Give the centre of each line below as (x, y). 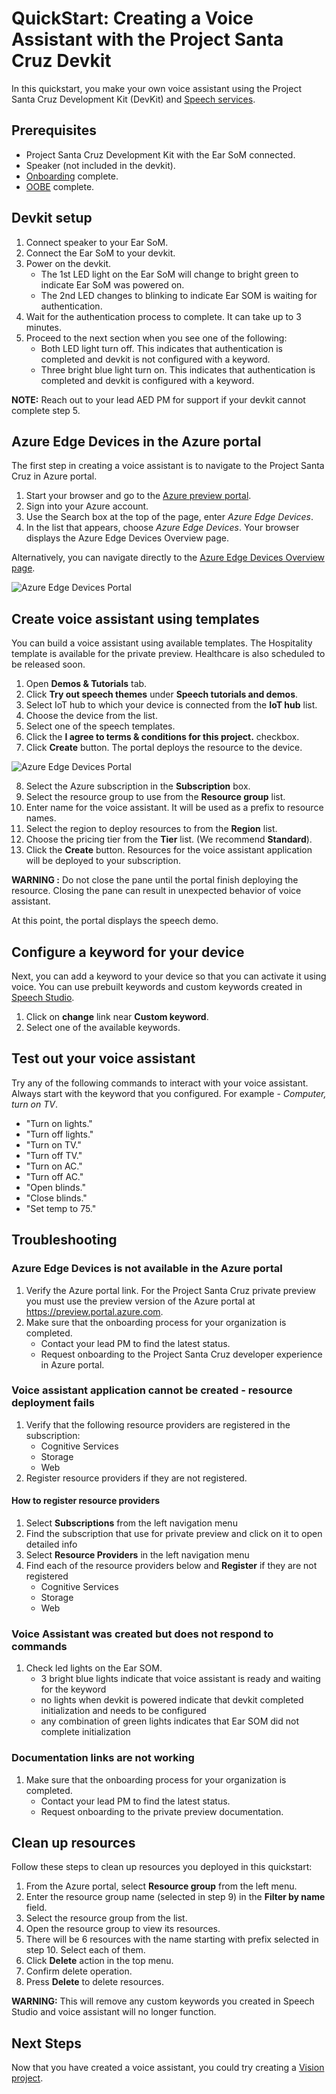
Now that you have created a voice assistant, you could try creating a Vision (168, 2068)
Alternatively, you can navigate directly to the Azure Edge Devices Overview (168, 558)
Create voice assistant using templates (135, 618)
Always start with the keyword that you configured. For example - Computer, (169, 1093)
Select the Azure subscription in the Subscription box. (138, 786)
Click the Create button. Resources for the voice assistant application (169, 850)
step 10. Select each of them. (85, 1950)
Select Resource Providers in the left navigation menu (137, 1555)
